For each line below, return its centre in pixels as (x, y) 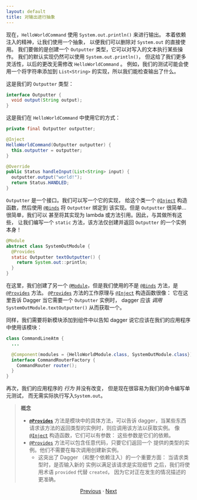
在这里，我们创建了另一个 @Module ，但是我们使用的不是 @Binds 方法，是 (92, 285)
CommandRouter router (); (47, 365)
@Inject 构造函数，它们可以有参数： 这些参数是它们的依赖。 (101, 435)
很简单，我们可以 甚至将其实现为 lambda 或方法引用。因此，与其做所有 (92, 214)
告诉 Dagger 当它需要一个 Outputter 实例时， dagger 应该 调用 (86, 300)
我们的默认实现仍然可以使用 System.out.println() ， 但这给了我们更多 (102, 56)
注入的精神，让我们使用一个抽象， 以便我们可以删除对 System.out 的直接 (93, 42)
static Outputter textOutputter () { (56, 257)
